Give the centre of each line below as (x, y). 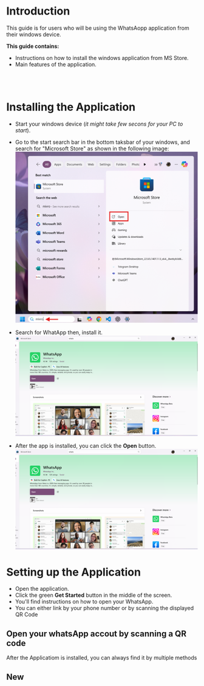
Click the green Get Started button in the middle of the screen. (93, 595)
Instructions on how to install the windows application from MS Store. (102, 58)
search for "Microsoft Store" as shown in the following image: (92, 148)
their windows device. (34, 34)
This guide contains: (33, 46)
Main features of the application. (56, 64)
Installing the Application (71, 107)
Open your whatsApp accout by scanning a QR (97, 634)
